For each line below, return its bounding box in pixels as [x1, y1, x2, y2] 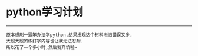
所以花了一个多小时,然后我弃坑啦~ [6, 44, 78, 50]
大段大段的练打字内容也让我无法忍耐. [6, 38, 84, 44]
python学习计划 [6, 5, 84, 19]
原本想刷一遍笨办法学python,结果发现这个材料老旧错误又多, [6, 32, 133, 38]
